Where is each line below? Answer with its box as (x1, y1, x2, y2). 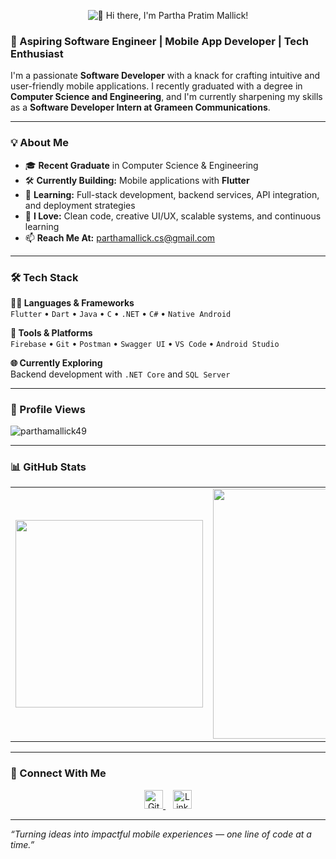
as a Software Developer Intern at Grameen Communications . (10, 101, 271, 114)
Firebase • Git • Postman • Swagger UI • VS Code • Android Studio (10, 337, 280, 349)
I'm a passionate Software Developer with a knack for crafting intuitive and (10, 70, 320, 82)
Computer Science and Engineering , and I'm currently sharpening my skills (10, 91, 323, 103)
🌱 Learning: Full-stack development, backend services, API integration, (24, 188, 320, 200)
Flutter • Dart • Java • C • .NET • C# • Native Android (10, 307, 232, 319)
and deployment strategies (24, 199, 136, 211)
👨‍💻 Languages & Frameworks (10, 296, 135, 309)
